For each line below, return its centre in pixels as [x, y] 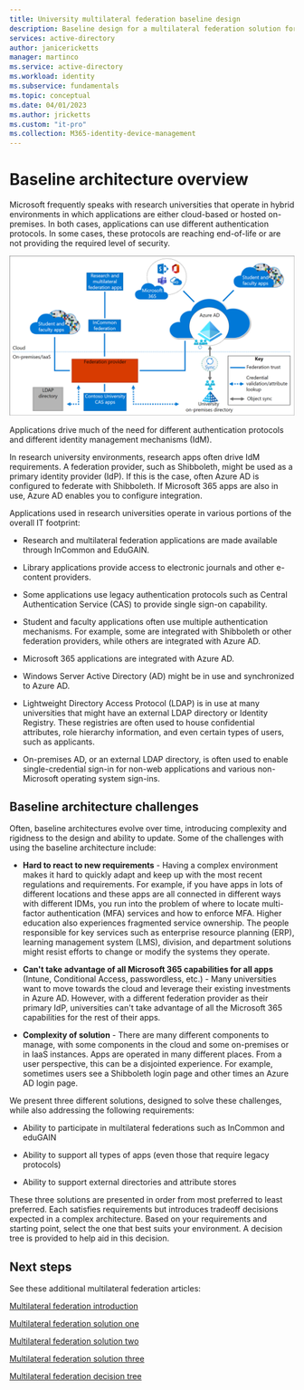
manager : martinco [44, 58]
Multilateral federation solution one [75, 1324]
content [37, 577]
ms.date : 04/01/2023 [48, 105]
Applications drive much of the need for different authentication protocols [147, 429]
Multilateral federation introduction [74, 1306]
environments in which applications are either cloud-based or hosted [138, 215]
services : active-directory [62, 38]
